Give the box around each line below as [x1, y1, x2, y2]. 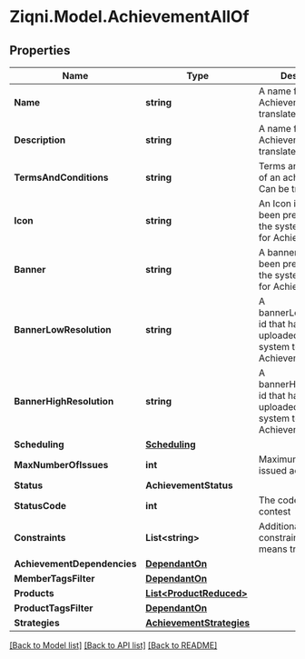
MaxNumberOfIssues [14, 459, 109, 471]
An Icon [258, 197, 292, 210]
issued [258, 464, 288, 476]
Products [14, 587, 54, 599]
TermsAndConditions [14, 171, 109, 184]
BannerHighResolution [14, 395, 114, 407]
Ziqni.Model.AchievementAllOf [9, 6, 250, 27]
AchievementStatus [144, 479, 233, 492]
